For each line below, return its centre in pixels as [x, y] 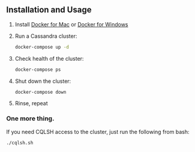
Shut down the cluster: [43, 81]
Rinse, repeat [31, 103]
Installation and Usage [49, 10]
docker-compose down [40, 92]
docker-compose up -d [42, 47]
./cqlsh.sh [20, 143]
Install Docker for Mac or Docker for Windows [71, 24]
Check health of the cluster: [49, 58]
